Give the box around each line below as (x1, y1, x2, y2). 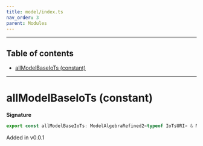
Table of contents (6, 48, 74, 58)
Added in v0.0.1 (6, 134, 45, 141)
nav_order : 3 (6, 15, 39, 21)
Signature (6, 111, 32, 119)
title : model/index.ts (6, 8, 63, 15)
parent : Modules (6, 20, 47, 26)
